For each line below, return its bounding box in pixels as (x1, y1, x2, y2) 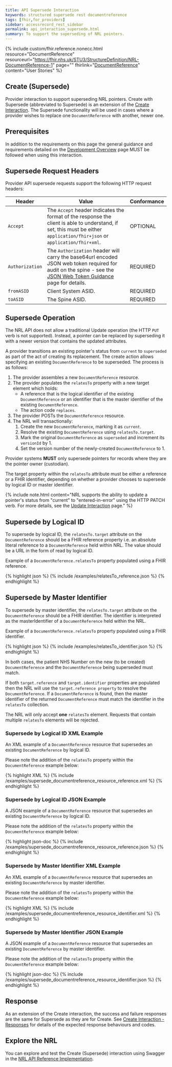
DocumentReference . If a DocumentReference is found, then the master (5, 690, 148, 697)
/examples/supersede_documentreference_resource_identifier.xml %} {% (5, 910, 161, 916)
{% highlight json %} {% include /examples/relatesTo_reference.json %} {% (5, 573, 165, 579)
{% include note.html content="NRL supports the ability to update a (5, 492, 147, 498)
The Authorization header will (47, 247, 120, 255)
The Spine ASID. (47, 296, 87, 303)
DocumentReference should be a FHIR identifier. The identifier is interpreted (5, 612, 161, 619)
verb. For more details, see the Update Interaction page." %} (5, 502, 133, 509)
